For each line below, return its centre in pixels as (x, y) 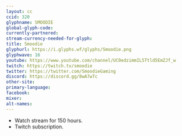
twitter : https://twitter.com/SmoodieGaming (61, 71)
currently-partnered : (32, 33)
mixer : (14, 98)
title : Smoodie (24, 44)
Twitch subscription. (39, 127)
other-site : (20, 82)
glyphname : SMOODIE (30, 22)
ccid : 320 (18, 17)
